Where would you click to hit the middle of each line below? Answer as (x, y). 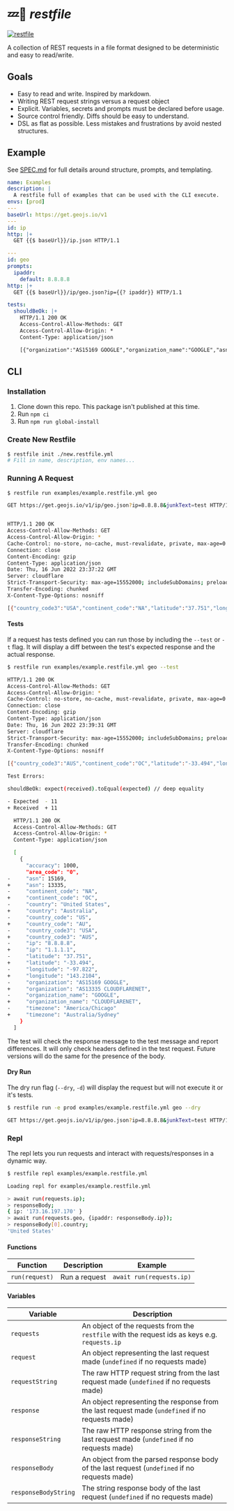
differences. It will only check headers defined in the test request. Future (111, 1048)
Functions (22, 1247)
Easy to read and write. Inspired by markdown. (84, 94)
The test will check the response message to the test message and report (113, 1041)
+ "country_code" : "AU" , (49, 924)
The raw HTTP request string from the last (151, 1373)
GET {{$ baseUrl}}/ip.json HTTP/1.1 (67, 241)
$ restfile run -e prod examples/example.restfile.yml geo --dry (104, 1108)
